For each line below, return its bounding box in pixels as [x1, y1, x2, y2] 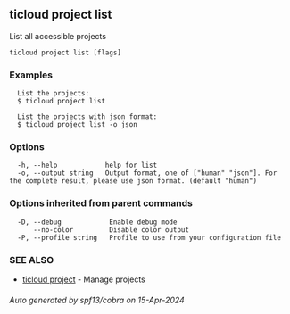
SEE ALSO [9, 253, 54, 266]
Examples [9, 69, 54, 81]
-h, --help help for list [17, 161, 158, 170]
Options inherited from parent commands [9, 197, 194, 210]
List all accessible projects [9, 30, 107, 41]
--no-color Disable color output [32, 225, 190, 235]
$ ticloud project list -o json [17, 120, 138, 129]
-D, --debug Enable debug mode [17, 218, 178, 227]
